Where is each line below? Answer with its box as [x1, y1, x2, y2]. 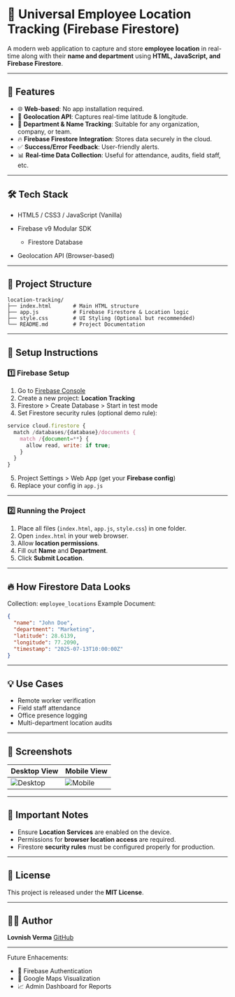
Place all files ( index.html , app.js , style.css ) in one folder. [17, 524, 187, 533]
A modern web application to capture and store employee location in [7, 44, 207, 52]
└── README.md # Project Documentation [7, 321, 145, 328]
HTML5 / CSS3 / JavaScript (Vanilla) [17, 210, 122, 219]
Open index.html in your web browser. [17, 531, 129, 540]
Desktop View [10, 766, 59, 776]
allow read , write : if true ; [25, 442, 111, 449]
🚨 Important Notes [7, 809, 89, 821]
